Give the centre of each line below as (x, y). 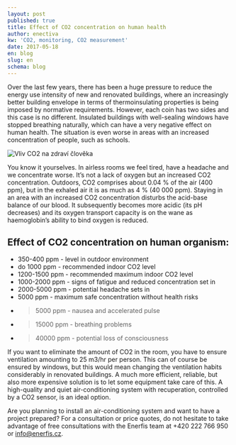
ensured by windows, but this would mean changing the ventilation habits (114, 367)
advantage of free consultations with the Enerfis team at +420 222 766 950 (118, 426)
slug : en (20, 60)
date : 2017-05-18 (33, 47)
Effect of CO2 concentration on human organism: (118, 242)
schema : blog (27, 67)
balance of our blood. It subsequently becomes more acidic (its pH (105, 205)
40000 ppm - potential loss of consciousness (102, 339)
